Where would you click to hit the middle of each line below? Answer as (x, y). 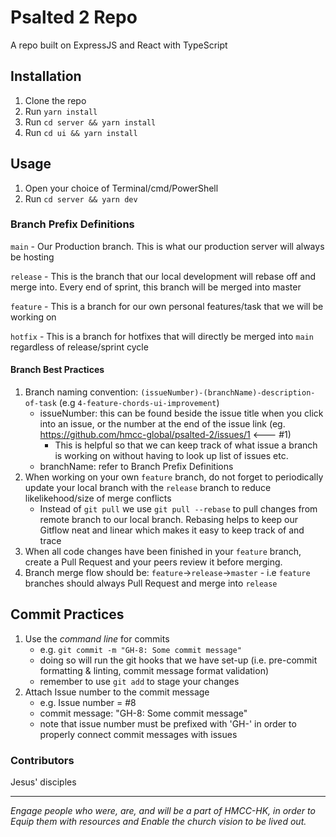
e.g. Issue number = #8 (88, 702)
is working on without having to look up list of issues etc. (171, 456)
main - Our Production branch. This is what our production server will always (167, 246)
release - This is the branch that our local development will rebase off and (163, 276)
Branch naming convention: (81, 392)
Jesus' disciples (43, 782)
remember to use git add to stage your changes (139, 681)
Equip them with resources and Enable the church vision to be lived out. (158, 822)
